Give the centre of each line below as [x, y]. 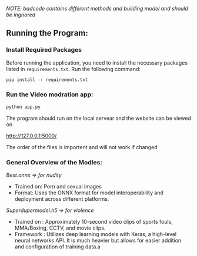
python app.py [24, 107]
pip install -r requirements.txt [47, 80]
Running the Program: [47, 33]
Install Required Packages [44, 50]
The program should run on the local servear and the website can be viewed [98, 118]
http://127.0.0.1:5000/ [31, 136]
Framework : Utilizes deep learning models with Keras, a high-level [96, 234]
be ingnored [21, 15]
